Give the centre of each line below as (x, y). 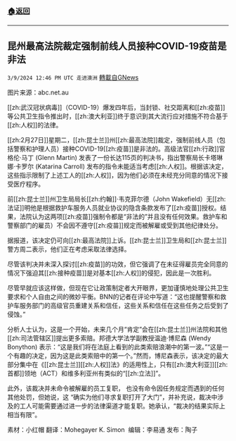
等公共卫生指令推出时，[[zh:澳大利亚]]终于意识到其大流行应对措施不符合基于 (118, 116)
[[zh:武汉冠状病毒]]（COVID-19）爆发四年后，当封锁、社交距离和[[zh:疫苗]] (116, 108)
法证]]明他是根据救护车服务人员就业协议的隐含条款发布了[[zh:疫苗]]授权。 (114, 208)
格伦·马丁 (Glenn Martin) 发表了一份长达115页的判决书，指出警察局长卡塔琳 (115, 158)
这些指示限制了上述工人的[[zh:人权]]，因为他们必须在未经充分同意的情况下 (115, 175)
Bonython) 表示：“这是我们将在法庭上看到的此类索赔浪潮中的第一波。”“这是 (115, 347)
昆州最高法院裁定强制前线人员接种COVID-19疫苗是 (117, 46)
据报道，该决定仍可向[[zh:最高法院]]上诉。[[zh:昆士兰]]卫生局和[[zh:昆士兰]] (117, 240)
